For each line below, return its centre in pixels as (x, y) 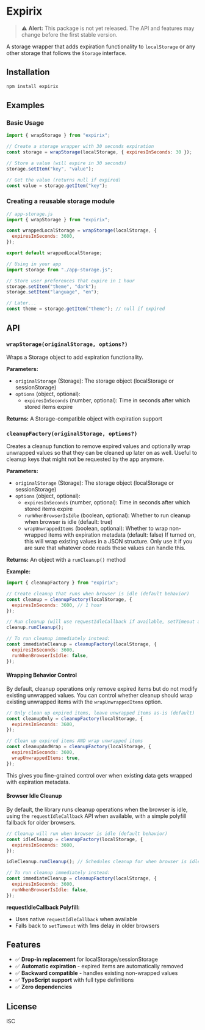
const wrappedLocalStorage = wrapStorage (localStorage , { (81, 230)
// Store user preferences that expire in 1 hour (71, 281)
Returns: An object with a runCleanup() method (66, 560)
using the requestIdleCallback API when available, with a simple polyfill (96, 816)
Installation (28, 72)
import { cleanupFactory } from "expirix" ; (63, 583)
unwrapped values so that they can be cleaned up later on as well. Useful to (102, 453)
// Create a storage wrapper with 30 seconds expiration (80, 147)
